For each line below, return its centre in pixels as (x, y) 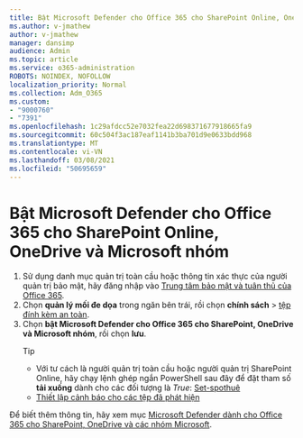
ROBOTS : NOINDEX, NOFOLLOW (60, 77)
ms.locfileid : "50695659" (58, 169)
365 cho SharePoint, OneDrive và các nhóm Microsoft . (110, 424)
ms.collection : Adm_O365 (56, 93)
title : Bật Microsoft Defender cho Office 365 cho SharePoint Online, (145, 18)
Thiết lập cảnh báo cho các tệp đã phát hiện (118, 397)
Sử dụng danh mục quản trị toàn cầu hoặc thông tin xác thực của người (155, 277)
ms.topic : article (44, 59)
